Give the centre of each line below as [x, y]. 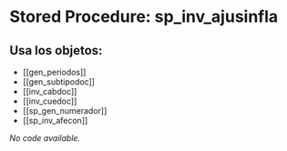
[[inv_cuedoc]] [50, 101]
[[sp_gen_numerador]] [65, 111]
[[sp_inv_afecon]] [55, 121]
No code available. [45, 138]
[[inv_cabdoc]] [50, 91]
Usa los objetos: [56, 50]
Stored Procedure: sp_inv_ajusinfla [144, 17]
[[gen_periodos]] [54, 72]
